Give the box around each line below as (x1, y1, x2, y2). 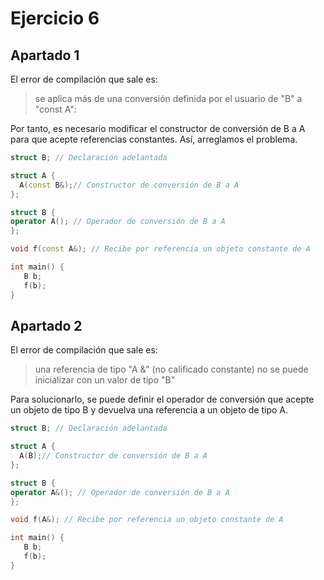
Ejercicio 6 (10, 7, 100, 30)
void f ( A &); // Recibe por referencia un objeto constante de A (10, 515, 284, 525)
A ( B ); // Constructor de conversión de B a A (19, 451, 208, 461)
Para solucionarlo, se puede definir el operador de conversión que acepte (10, 393, 315, 406)
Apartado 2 (10, 317, 83, 334)
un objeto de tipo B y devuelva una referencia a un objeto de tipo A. (10, 404, 289, 416)
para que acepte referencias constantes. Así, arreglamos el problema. (10, 133, 298, 145)
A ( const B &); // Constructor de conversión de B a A (19, 180, 240, 190)
